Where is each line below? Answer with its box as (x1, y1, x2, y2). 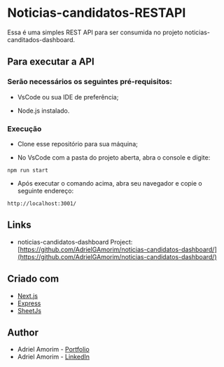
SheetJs (17, 306, 42, 314)
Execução (7, 124, 42, 134)
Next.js (17, 291, 38, 300)
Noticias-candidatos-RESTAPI (7, 5, 186, 21)
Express (17, 299, 41, 307)
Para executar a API (7, 56, 94, 68)
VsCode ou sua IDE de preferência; (17, 92, 119, 101)
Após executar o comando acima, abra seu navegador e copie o (17, 179, 202, 187)
